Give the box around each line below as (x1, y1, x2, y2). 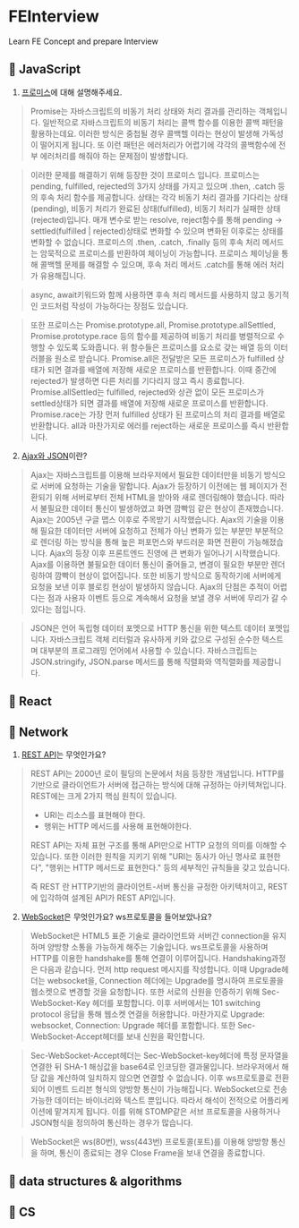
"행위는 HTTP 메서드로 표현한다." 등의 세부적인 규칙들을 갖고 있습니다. (45, 862, 290, 873)
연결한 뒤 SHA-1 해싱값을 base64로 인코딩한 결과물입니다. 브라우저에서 (30, 1061, 279, 1071)
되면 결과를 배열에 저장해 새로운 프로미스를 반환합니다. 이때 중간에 (47, 364, 277, 375)
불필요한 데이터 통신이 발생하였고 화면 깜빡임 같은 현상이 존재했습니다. (39, 503, 284, 514)
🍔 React (8, 694, 53, 709)
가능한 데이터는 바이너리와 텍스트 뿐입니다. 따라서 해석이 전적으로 (30, 1095, 258, 1105)
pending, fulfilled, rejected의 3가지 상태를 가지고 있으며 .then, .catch (30, 181, 277, 192)
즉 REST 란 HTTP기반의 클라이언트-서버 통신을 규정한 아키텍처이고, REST (30, 881, 288, 891)
